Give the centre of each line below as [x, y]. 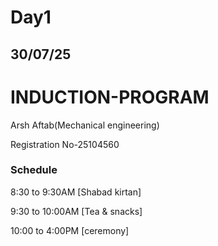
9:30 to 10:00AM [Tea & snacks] [76, 211]
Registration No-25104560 [65, 144]
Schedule [34, 170]
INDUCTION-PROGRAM [110, 97]
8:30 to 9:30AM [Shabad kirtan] [76, 192]
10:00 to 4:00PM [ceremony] [70, 230]
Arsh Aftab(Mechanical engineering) [85, 125]
